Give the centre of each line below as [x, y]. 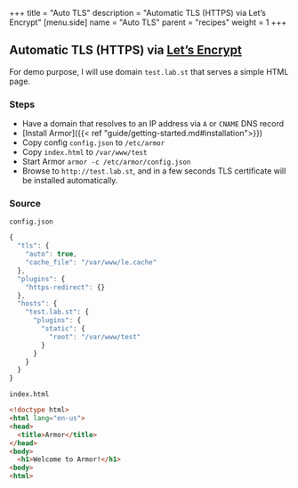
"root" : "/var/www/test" [95, 337]
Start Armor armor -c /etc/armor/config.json [106, 162]
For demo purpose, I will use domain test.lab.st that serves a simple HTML [149, 71]
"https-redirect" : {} [65, 287]
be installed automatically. [70, 181]
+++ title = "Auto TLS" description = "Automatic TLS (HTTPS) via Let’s [138, 13]
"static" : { [64, 329]
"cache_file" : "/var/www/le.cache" [91, 263]
